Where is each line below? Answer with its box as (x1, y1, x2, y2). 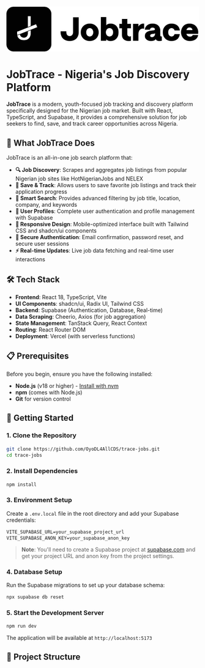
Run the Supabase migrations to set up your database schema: (6, 582, 165, 589)
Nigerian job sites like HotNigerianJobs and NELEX (15, 175, 144, 182)
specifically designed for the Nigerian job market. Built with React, (6, 107, 173, 114)
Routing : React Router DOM (15, 326, 86, 333)
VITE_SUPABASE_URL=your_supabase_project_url (6, 529, 124, 535)
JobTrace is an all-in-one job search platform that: (6, 154, 133, 161)
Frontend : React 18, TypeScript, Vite (15, 294, 107, 301)
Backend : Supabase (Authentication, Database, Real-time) (15, 306, 163, 314)
